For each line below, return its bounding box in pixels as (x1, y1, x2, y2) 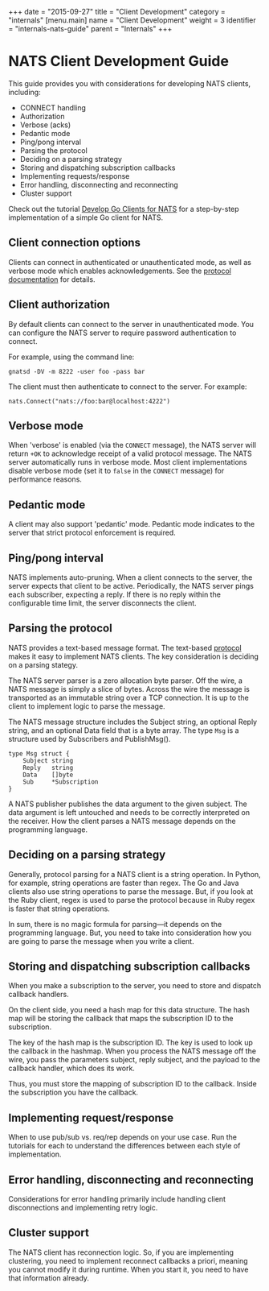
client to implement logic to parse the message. (8, 701, 166, 711)
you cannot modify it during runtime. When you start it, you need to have (8, 1264, 249, 1274)
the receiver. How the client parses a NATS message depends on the (8, 816, 236, 825)
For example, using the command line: (8, 352, 135, 362)
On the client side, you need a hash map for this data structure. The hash (8, 1005, 251, 1015)
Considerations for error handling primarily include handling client (8, 1194, 226, 1204)
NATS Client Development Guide (8, 52, 229, 71)
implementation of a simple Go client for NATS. (8, 213, 163, 222)
